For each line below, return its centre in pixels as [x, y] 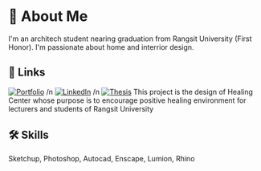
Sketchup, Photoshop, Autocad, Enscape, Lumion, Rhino [102, 158]
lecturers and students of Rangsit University [81, 108]
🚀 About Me [48, 16]
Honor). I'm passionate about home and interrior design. [101, 47]
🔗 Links [27, 73]
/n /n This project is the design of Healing [149, 92]
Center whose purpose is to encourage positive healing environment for [127, 100]
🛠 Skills [29, 135]
